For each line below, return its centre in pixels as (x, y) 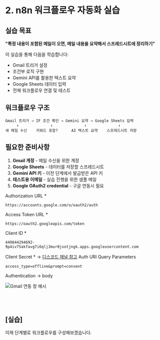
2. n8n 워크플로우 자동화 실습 (63, 10)
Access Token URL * (26, 214)
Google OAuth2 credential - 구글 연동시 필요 (58, 185)
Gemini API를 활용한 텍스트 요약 (44, 78)
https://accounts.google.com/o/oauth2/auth (52, 205)
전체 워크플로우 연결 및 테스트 (41, 90)
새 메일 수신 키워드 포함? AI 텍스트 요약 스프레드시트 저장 (71, 130)
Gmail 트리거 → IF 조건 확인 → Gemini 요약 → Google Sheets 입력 (69, 121)
